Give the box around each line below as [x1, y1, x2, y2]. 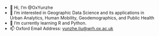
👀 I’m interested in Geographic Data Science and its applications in [9, 10, 145, 16]
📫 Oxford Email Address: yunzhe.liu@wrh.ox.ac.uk [9, 26, 114, 31]
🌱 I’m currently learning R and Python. [9, 20, 87, 26]
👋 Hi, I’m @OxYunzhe [9, 5, 53, 10]
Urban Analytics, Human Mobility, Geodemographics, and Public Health [9, 15, 155, 20]
